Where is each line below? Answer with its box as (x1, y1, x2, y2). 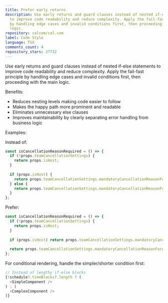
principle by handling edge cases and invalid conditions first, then (5, 74, 141, 80)
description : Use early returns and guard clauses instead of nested (5, 12, 153, 17)
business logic (12, 120, 42, 126)
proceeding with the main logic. (5, 79, 70, 85)
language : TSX (5, 40, 35, 45)
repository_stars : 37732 (5, 49, 57, 54)
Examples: (5, 129, 26, 135)
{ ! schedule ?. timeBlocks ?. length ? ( (5, 274, 81, 279)
